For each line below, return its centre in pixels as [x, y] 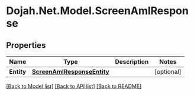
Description [132, 62]
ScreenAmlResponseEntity [70, 72]
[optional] [168, 72]
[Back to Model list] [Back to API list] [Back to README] [74, 86]
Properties [26, 45]
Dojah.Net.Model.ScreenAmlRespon [98, 11]
